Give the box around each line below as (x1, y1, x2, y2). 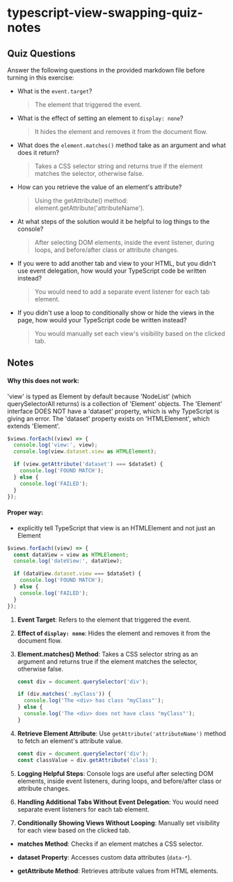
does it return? (17, 149, 60, 156)
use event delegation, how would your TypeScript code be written (17, 267, 207, 275)
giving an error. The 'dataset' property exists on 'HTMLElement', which (7, 414, 210, 423)
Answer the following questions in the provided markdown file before (7, 66, 205, 74)
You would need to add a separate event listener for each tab (34, 287, 210, 296)
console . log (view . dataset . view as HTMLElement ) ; (13, 448, 157, 455)
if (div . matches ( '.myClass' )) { (17, 691, 111, 698)
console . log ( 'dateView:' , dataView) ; (13, 558, 123, 565)
